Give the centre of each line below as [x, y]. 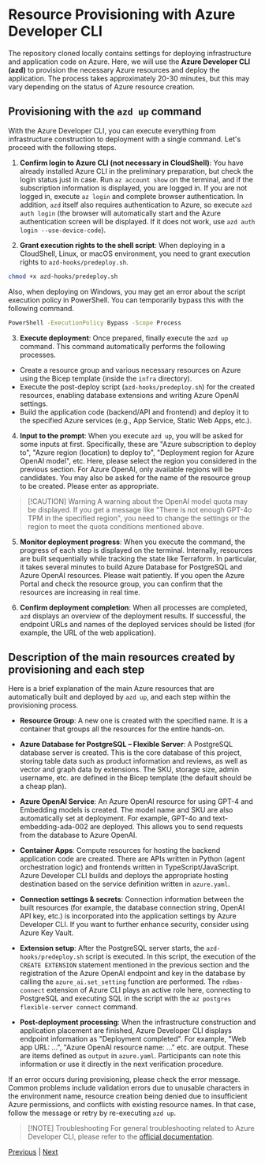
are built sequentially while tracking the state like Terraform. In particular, [138, 558]
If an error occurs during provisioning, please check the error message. [124, 1080]
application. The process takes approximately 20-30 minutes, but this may [129, 78]
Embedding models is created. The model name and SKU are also [126, 810]
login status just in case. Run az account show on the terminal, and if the [136, 179]
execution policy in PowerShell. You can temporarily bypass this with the [126, 300]
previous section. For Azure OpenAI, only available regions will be [126, 469]
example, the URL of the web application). [88, 633]
